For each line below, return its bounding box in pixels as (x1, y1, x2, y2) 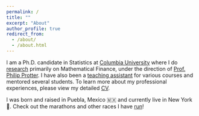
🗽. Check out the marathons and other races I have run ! (6, 103, 144, 110)
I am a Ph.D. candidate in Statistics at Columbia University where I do (6, 58, 178, 66)
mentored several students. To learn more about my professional (6, 78, 167, 85)
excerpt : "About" (6, 20, 50, 26)
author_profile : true (6, 25, 61, 32)
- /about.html (11, 43, 47, 49)
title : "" (6, 14, 31, 20)
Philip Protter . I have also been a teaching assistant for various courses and (6, 72, 194, 79)
